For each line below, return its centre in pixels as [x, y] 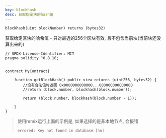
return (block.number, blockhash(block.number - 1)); [80, 98]
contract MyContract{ [28, 71]
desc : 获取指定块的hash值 [29, 14]
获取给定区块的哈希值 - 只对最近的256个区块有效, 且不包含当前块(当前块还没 [83, 38]
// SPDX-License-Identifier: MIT [40, 54]
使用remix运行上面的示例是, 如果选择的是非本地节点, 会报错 [78, 121]
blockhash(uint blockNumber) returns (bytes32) [55, 28]
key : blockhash [21, 10]
